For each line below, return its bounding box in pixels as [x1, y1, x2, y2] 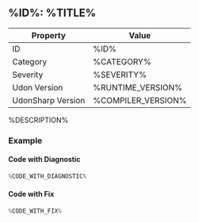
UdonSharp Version [12, 94, 86, 106]
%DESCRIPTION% [8, 115, 69, 125]
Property [31, 29, 66, 40]
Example [8, 135, 43, 146]
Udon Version [12, 82, 63, 93]
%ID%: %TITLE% [8, 6, 97, 20]
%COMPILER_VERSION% [92, 94, 187, 106]
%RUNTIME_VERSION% [92, 82, 182, 93]
